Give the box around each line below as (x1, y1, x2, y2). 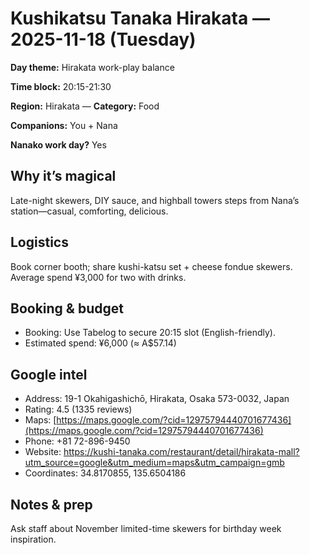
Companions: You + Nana (10, 119, 118, 131)
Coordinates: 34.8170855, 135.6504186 (24, 467, 187, 479)
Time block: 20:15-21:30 (10, 80, 112, 92)
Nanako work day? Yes (10, 138, 107, 151)
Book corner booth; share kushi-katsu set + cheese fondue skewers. (10, 260, 293, 272)
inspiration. (10, 533, 57, 545)
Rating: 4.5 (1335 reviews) (24, 403, 133, 416)
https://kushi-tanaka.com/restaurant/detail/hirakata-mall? (63, 446, 300, 458)
